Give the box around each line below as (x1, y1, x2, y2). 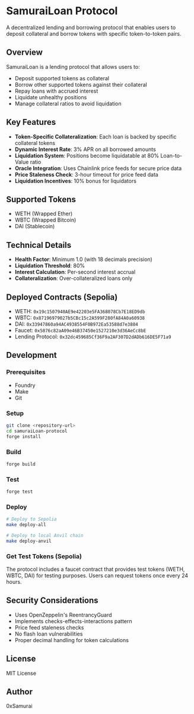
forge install (6, 433, 42, 439)
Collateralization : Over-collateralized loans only (14, 275, 133, 282)
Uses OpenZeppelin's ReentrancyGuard (14, 611, 112, 618)
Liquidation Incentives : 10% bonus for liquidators (14, 177, 136, 184)
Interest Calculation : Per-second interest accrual (14, 269, 136, 276)
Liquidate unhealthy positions (14, 93, 87, 100)
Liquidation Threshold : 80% (14, 262, 85, 269)
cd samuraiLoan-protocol (6, 428, 68, 434)
